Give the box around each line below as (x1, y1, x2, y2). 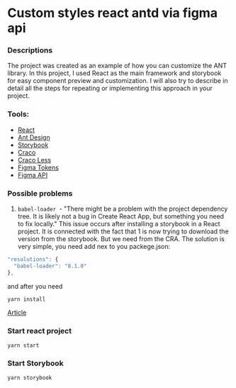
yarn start (7, 342, 40, 349)
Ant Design (17, 133, 51, 141)
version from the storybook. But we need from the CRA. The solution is (17, 235, 225, 243)
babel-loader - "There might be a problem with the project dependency (17, 204, 228, 214)
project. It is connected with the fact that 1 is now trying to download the (17, 227, 229, 235)
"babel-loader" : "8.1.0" (13, 262, 87, 270)
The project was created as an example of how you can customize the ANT (7, 62, 227, 70)
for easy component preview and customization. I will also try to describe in (7, 77, 228, 85)
